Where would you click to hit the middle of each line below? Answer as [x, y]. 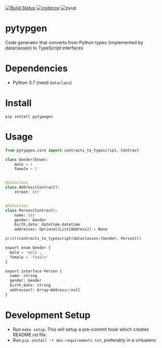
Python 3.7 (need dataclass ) [42, 82]
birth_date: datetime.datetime [47, 225]
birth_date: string [30, 285]
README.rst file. [30, 335]
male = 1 [24, 164]
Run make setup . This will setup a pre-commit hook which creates [81, 329]
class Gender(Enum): [27, 159]
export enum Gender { [28, 248]
